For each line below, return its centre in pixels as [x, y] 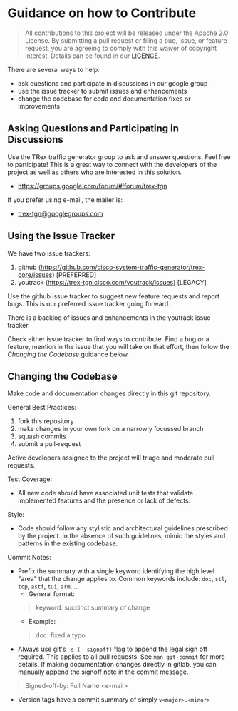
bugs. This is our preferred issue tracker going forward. [89, 303]
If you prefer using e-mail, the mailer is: [65, 200]
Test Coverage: [30, 479]
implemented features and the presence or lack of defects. [104, 500]
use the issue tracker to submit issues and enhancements [102, 91]
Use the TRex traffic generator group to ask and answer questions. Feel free [119, 157]
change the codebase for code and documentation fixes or [104, 99]
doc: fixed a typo [60, 635]
